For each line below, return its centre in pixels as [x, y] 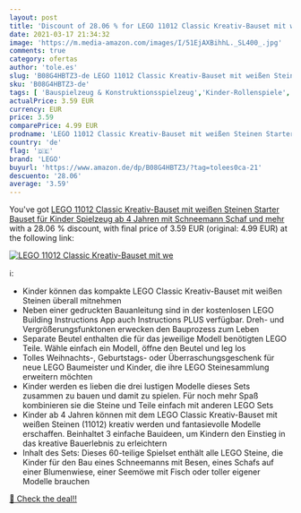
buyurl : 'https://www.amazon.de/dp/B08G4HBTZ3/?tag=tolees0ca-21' [136, 167]
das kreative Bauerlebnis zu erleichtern [95, 443]
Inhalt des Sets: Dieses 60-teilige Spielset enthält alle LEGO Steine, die [153, 453]
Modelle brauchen [56, 482]
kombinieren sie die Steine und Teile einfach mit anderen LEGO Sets [148, 406]
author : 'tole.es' [43, 68]
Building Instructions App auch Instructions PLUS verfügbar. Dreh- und [153, 320]
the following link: [42, 238]
